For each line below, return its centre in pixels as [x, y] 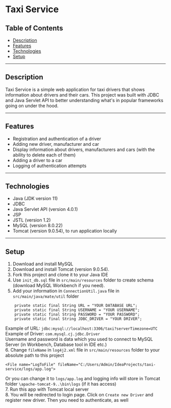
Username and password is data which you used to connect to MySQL [79, 339]
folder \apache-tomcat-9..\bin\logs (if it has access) [61, 384]
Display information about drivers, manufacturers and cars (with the [84, 149]
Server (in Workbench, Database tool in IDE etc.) [56, 344]
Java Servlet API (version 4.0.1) [45, 209]
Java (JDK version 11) [35, 199]
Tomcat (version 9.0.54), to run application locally [65, 231]
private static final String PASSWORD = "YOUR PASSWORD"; [77, 315]
